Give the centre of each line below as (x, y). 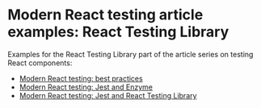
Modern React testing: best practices (81, 78)
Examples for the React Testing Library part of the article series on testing (130, 54)
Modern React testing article (105, 15)
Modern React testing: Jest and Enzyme (86, 87)
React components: (40, 63)
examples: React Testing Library (118, 32)
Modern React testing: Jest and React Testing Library (108, 95)
